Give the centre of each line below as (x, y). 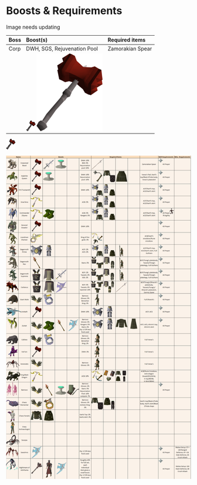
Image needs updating (33, 27)
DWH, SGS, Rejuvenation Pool (62, 49)
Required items (127, 40)
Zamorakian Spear (130, 49)
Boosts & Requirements (64, 11)
